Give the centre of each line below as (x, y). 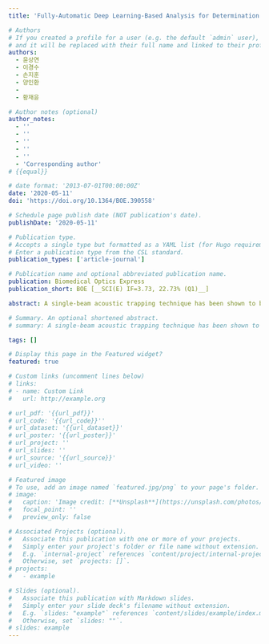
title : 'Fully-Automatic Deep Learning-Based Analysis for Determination (134, 16)
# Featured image (37, 480)
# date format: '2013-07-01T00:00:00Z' (75, 186)
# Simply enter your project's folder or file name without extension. (134, 546)
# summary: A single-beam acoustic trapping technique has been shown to (134, 326)
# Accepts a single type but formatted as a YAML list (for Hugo (119, 245)
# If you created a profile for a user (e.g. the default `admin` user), (134, 38)
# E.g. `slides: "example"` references (78, 613)
